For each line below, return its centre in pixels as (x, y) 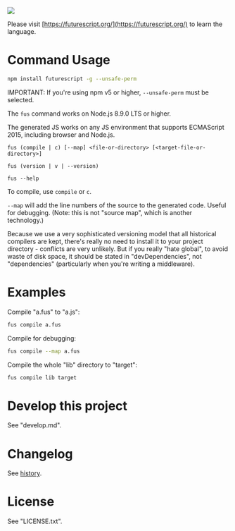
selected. (21, 99)
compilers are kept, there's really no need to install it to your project (105, 241)
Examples (37, 292)
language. (22, 31)
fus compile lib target (42, 377)
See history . (25, 473)
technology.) (26, 220)
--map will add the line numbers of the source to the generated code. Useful (117, 205)
